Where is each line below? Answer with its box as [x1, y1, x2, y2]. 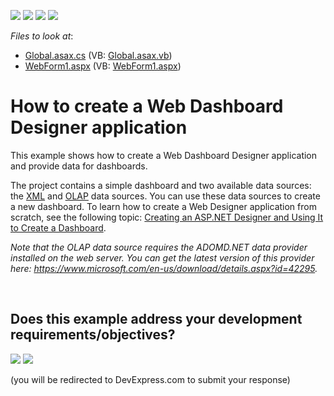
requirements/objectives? [10, 326, 176, 344]
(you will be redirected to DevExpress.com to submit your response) [10, 373, 291, 385]
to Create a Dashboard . [10, 221, 107, 234]
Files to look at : [10, 30, 74, 42]
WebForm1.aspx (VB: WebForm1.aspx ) [24, 60, 182, 72]
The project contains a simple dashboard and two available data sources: [10, 179, 312, 191]
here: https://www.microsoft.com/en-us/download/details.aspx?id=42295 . [10, 262, 318, 274]
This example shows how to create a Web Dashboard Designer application [10, 149, 318, 161]
